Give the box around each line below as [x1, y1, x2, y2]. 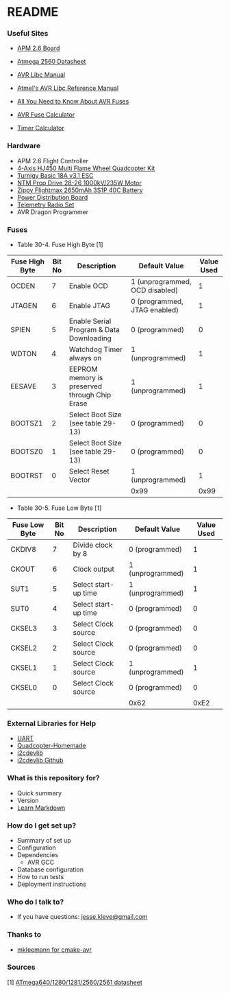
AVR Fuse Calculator [16, 110, 75, 119]
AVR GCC [27, 858, 55, 866]
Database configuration [16, 865, 84, 874]
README [7, 4, 59, 20]
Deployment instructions [16, 880, 87, 888]
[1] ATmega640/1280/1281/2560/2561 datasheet [7, 978, 142, 986]
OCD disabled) [131, 285, 179, 295]
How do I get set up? [7, 821, 77, 830]
